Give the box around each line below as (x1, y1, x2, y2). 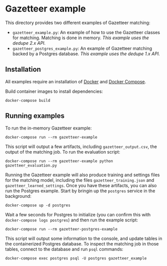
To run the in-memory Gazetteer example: (5, 125, 92, 131)
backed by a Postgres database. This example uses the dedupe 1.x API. (12, 51, 160, 57)
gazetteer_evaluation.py (5, 163, 57, 168)
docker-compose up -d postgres (5, 203, 71, 208)
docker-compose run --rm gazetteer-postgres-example (5, 226, 118, 231)
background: (5, 193, 32, 199)
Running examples (5, 111, 65, 120)
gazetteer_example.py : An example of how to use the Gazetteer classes (12, 29, 160, 35)
